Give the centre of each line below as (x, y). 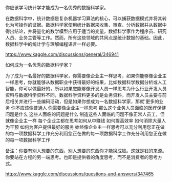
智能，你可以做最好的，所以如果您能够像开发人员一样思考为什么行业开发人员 (86, 88)
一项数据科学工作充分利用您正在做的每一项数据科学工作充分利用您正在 (88, 133)
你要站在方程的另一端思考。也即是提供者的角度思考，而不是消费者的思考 (81, 157)
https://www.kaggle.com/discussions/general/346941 (62, 54)
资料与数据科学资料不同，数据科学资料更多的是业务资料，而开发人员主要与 (84, 95)
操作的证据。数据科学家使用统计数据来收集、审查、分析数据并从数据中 (93, 25)
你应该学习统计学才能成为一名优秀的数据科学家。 (57, 7)
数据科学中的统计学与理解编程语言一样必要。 (52, 44)
